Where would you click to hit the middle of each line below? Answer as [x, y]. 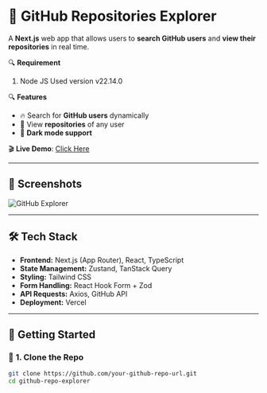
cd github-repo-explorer [49, 381]
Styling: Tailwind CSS [56, 277]
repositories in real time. [49, 46]
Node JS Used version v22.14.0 [71, 81]
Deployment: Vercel [53, 302]
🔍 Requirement [35, 62]
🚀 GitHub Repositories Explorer [112, 16]
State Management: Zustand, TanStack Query [96, 268]
